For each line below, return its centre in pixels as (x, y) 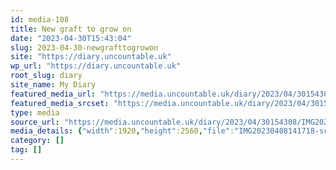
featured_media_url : (53, 94)
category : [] (37, 141)
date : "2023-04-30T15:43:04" (71, 38)
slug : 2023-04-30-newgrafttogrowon (84, 47)
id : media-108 (40, 19)
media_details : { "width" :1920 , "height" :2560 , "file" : (122, 131)
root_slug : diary (46, 76)
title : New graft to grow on (71, 29)
